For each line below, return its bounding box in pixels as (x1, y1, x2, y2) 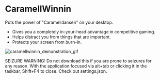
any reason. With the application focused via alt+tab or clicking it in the (5, 63, 147, 69)
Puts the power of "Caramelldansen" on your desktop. (5, 19, 113, 25)
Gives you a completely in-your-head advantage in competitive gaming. (12, 29, 156, 34)
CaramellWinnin (5, 3, 72, 15)
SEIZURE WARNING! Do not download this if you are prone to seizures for (5, 58, 152, 63)
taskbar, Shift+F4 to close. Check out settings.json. (5, 68, 108, 74)
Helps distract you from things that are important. (12, 34, 111, 40)
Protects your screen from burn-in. (12, 39, 82, 45)
